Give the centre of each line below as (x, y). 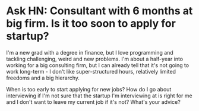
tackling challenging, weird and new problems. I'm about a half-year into (94, 59)
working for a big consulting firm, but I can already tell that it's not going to (98, 65)
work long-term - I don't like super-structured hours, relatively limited (91, 71)
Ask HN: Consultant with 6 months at (99, 11)
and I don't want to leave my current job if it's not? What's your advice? (94, 102)
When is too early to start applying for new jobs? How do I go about (89, 89)
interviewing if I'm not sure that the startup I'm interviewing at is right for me (99, 96)
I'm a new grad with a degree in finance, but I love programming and (90, 52)
